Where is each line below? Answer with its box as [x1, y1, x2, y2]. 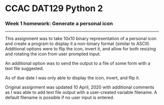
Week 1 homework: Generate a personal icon [5, 20, 113, 27]
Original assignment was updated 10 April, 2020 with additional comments [5, 84, 155, 90]
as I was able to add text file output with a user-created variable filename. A [5, 90, 158, 95]
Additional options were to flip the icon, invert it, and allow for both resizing [5, 46, 156, 52]
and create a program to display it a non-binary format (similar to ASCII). [5, 41, 150, 46]
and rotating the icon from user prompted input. [5, 51, 101, 57]
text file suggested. [5, 66, 44, 72]
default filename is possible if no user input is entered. [5, 95, 115, 101]
